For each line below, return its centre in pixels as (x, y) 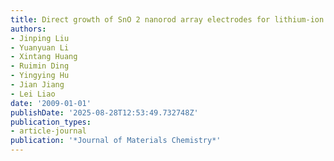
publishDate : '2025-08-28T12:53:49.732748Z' (104, 112)
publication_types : (51, 122)
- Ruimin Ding (40, 66)
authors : (28, 29)
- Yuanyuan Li (40, 47)
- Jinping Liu (40, 38)
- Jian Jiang (37, 85)
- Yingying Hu (40, 76)
